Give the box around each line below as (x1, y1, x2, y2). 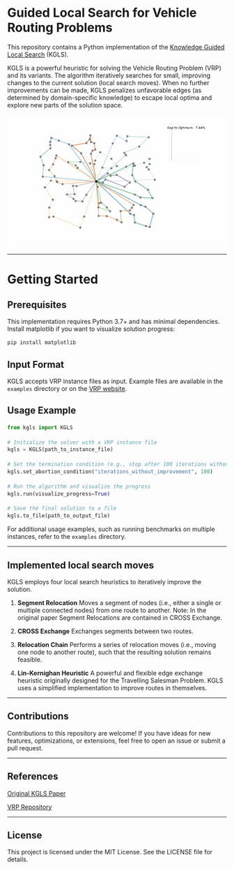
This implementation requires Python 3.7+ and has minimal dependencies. (7, 318, 220, 326)
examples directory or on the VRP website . (7, 385, 127, 393)
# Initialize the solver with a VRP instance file (7, 438, 157, 446)
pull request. (7, 743, 43, 752)
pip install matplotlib (7, 339, 77, 346)
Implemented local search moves (7, 559, 155, 571)
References (7, 771, 58, 782)
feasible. (17, 655, 42, 664)
